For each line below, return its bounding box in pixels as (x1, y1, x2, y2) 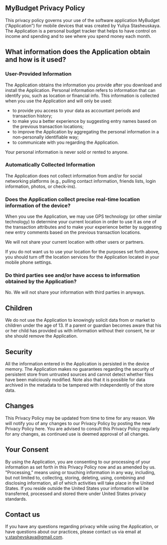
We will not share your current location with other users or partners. (5, 239, 145, 245)
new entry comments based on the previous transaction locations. (5, 229, 141, 235)
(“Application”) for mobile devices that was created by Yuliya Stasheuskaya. (5, 22, 161, 28)
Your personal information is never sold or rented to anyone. (5, 149, 129, 155)
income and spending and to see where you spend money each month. (5, 33, 152, 39)
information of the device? (5, 202, 71, 209)
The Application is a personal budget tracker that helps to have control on (5, 27, 157, 34)
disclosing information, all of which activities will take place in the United (5, 480, 155, 486)
